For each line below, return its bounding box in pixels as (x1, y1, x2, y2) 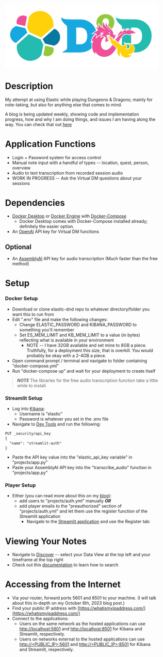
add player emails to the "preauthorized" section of (19, 503, 122, 509)
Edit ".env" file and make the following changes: (12, 316, 108, 322)
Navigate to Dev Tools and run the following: (12, 421, 101, 427)
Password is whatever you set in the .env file (19, 416, 109, 422)
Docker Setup (5, 295, 38, 302)
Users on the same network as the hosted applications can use (19, 621, 146, 627)
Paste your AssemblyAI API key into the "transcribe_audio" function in (12, 465, 152, 471)
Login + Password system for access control (12, 154, 101, 160)
